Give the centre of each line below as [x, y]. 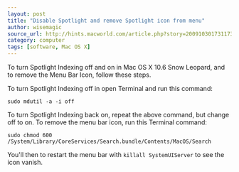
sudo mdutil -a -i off [41, 102]
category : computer [36, 41]
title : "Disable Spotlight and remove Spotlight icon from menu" [106, 21]
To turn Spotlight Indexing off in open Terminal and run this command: [110, 88]
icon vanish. [25, 162]
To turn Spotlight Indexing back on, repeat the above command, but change [118, 115]
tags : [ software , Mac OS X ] [49, 47]
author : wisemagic [34, 27]
